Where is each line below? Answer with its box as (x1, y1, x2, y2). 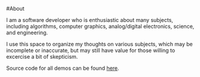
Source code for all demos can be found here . (6, 65, 119, 72)
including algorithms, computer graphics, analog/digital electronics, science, (6, 23, 195, 30)
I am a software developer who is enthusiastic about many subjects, (6, 17, 173, 23)
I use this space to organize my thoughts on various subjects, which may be (6, 41, 193, 47)
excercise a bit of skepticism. (6, 53, 78, 60)
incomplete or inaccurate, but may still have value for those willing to (6, 47, 176, 54)
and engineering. (6, 29, 48, 36)
